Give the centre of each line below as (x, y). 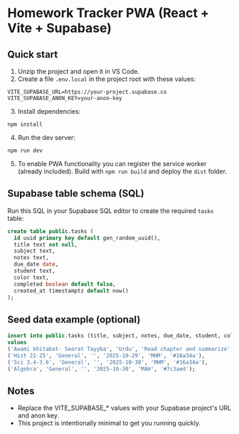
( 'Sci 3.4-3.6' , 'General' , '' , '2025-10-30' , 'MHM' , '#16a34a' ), (108, 362)
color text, (32, 277)
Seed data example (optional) (74, 319)
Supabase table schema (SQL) (76, 194)
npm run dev (25, 151)
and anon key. (38, 416)
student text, (34, 271)
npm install (25, 124)
